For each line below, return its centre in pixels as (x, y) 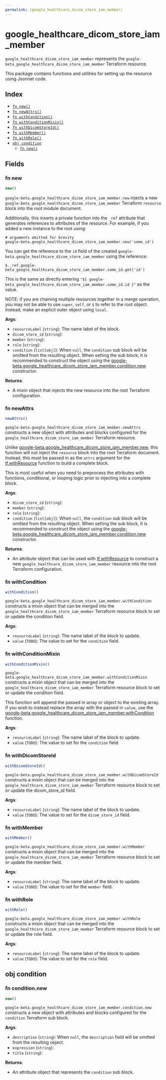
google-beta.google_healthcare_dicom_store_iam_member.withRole (73, 919)
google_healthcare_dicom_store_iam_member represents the (65, 59)
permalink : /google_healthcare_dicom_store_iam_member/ (64, 10)
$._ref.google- (21, 265)
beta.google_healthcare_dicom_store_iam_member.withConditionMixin (76, 677)
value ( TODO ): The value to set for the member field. (62, 887)
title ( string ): (28, 1053)
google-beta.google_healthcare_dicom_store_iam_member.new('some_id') (80, 242)
